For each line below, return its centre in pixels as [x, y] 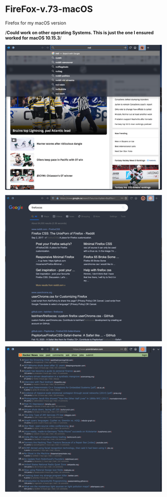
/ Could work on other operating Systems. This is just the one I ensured [80, 32]
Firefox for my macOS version [36, 23]
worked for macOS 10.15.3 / [34, 38]
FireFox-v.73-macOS [49, 9]
